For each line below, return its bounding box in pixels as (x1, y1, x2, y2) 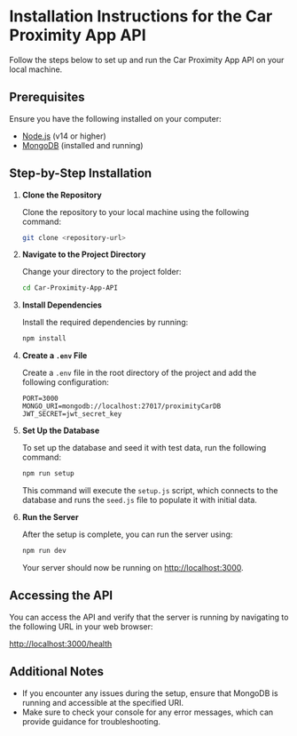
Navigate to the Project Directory (21, 249, 146, 260)
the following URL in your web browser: (9, 620, 153, 632)
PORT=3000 (21, 394, 59, 404)
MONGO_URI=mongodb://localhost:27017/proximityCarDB (21, 402, 222, 411)
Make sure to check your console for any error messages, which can (21, 707, 274, 717)
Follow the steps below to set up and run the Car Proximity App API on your (9, 54, 285, 65)
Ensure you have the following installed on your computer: (9, 113, 222, 124)
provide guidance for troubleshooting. (21, 716, 161, 726)
